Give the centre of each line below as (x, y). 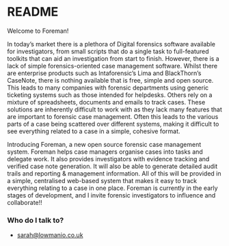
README (33, 12)
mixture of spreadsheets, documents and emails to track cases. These (106, 102)
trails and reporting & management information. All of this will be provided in (114, 173)
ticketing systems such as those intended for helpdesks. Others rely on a (110, 95)
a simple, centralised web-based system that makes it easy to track (102, 180)
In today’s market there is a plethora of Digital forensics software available (111, 44)
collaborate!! (25, 202)
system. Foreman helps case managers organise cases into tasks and (105, 152)
